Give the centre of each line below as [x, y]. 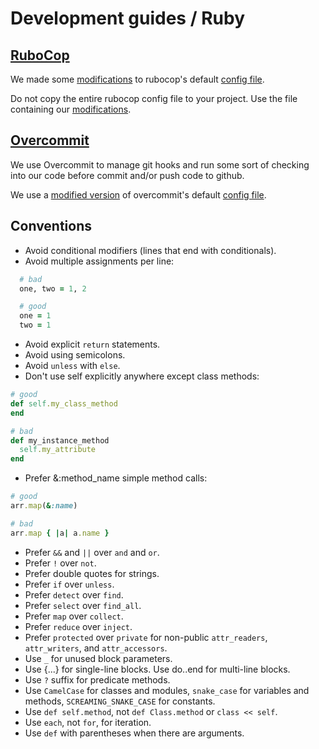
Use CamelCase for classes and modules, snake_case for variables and [167, 690]
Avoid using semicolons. [75, 355]
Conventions [51, 226]
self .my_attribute [58, 450]
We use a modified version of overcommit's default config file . [138, 194]
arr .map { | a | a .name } [60, 533]
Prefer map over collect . [74, 616]
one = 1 [35, 316]
